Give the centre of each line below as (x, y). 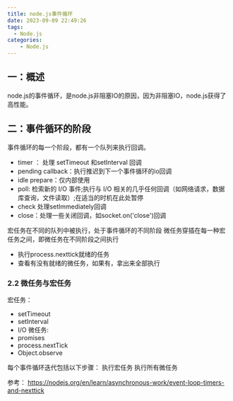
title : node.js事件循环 (40, 14)
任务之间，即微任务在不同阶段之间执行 (63, 239)
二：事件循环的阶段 (49, 129)
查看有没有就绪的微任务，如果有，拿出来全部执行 (89, 263)
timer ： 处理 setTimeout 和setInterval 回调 (80, 162)
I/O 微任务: (33, 330)
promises (31, 337)
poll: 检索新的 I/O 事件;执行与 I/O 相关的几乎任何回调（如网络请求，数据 (121, 189)
